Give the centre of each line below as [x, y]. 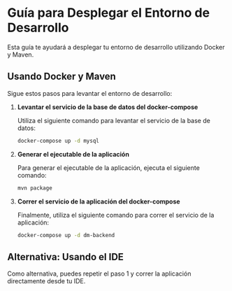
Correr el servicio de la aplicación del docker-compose [99, 201]
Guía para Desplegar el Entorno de [109, 13]
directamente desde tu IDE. [46, 281]
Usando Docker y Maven [62, 77]
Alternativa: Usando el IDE [66, 257]
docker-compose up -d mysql [58, 141]
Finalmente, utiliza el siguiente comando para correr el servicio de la [116, 215]
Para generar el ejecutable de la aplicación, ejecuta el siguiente [109, 168]
